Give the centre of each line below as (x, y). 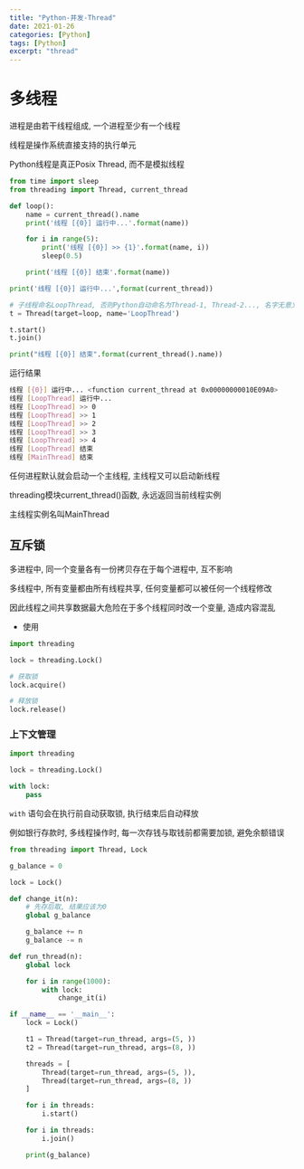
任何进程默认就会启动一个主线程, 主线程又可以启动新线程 (114, 476)
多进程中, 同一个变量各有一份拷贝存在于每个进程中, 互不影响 (121, 569)
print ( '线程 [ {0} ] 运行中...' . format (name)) (108, 223)
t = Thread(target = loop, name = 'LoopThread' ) (95, 313)
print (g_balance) (58, 1155)
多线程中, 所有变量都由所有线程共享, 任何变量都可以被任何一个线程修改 (141, 588)
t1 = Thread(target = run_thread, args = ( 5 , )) (111, 1040)
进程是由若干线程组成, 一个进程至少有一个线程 (95, 126)
